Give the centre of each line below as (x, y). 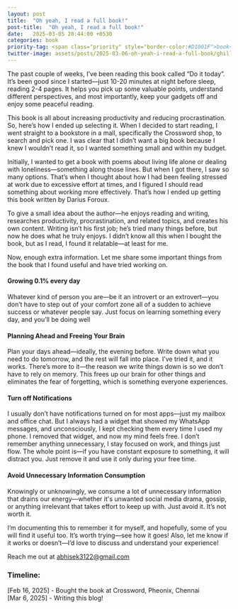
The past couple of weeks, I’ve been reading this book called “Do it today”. (116, 74)
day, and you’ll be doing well (49, 320)
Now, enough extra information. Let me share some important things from (114, 257)
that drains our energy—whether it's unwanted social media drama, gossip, (117, 499)
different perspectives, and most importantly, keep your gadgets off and (113, 96)
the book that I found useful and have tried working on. (87, 264)
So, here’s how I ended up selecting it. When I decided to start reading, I (113, 125)
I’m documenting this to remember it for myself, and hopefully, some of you (117, 527)
